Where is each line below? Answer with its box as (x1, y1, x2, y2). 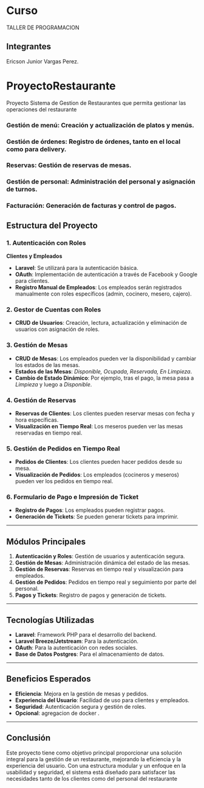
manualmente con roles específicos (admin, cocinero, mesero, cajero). (15, 290, 192, 297)
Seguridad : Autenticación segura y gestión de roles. (15, 703, 147, 710)
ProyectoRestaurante (6, 79, 117, 93)
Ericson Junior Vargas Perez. (6, 57, 79, 65)
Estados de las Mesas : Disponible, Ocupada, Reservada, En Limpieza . (15, 367, 192, 375)
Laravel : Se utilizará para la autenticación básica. (15, 264, 138, 271)
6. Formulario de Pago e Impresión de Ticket (6, 493, 139, 502)
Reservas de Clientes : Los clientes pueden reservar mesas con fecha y (15, 410, 195, 417)
